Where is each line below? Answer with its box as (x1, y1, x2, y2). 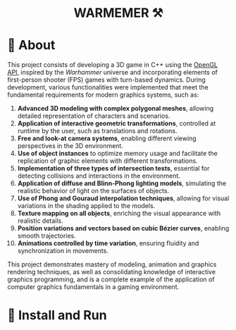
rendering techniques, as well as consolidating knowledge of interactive (7, 268, 216, 276)
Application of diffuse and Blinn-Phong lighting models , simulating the (17, 179, 227, 188)
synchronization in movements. (17, 247, 109, 255)
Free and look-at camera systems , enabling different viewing (17, 134, 197, 142)
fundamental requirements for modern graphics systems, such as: (7, 90, 199, 99)
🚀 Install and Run (7, 307, 107, 324)
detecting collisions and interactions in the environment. (17, 171, 181, 181)
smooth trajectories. (17, 231, 76, 240)
